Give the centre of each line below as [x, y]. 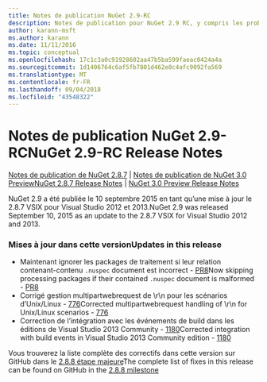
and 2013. [25, 224]
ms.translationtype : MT [48, 75]
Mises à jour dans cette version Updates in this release [115, 245]
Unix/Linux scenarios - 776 [64, 313]
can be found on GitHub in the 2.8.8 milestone [83, 370]
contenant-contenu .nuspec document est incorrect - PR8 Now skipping [136, 270]
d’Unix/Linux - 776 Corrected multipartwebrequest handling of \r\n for [133, 304]
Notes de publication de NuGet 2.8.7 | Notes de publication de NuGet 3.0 [128, 175]
